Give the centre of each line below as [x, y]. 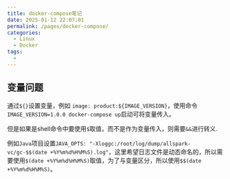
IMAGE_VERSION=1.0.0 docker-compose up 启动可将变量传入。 [91, 114]
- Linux [24, 39]
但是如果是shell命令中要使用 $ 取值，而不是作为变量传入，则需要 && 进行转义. [113, 128]
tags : [15, 52]
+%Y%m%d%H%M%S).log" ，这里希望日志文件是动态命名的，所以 [134, 152]
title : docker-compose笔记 [45, 13]
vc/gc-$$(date [27, 152]
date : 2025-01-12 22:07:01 [46, 20]
